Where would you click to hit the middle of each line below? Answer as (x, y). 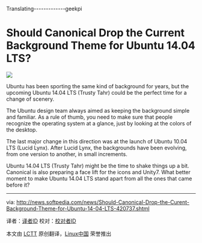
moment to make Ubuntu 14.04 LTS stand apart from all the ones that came (99, 178)
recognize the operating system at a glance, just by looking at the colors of (99, 123)
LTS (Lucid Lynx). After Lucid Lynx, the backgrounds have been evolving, (97, 148)
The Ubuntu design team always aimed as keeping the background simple (98, 110)
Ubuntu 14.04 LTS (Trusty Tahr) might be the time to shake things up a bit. (98, 166)
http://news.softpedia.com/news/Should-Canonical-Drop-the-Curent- (103, 202)
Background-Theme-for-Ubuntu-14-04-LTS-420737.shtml (78, 208)
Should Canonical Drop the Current (96, 33)
